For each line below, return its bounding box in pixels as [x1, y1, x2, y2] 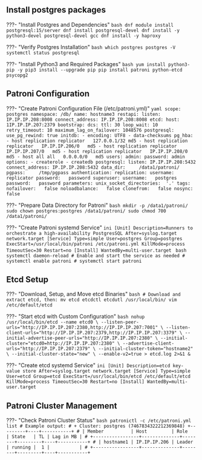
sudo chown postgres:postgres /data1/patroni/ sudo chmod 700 [6, 208, 166, 214]
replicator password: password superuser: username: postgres [6, 175, 177, 181]
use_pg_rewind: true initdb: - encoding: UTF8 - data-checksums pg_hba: [6, 132, 194, 138]
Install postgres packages [6, 5, 106, 15]
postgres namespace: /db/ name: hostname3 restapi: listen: [6, 111, 161, 117]
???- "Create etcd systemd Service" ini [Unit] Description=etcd [6, 362, 171, 369]
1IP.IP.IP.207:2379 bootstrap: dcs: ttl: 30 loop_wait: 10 [6, 121, 158, 128]
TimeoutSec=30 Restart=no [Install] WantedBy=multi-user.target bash [6, 247, 187, 254]
